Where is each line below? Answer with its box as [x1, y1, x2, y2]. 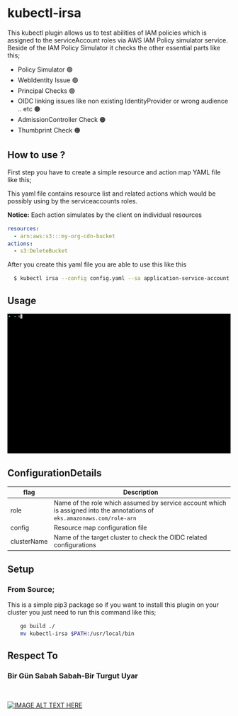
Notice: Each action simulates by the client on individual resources [7, 211, 202, 219]
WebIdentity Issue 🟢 [17, 76, 79, 84]
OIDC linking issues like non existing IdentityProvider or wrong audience [17, 96, 229, 105]
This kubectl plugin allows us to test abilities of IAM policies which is [7, 28, 207, 37]
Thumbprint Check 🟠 [17, 125, 81, 134]
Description [123, 488, 159, 497]
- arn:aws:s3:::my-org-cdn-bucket [13, 233, 115, 240]
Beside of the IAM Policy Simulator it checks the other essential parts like [7, 43, 221, 52]
